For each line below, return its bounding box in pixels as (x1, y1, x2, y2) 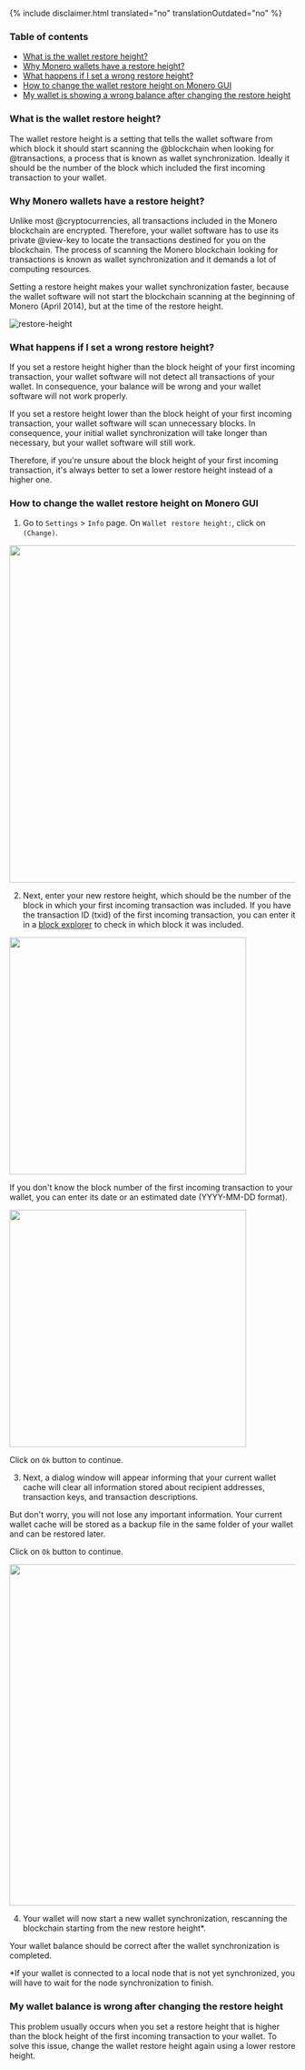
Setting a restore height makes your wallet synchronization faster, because (9, 281, 290, 292)
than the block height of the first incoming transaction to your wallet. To (9, 2030, 278, 2042)
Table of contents (9, 30, 89, 43)
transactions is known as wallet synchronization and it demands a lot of (9, 254, 277, 265)
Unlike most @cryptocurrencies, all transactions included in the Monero (9, 215, 278, 226)
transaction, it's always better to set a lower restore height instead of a (9, 464, 274, 476)
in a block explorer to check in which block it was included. (22, 919, 244, 930)
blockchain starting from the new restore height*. (22, 1923, 206, 1933)
